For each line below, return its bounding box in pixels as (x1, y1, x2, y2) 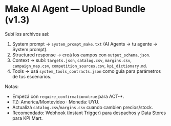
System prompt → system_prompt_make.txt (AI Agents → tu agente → (12, 40, 158, 47)
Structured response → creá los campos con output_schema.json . (12, 52, 151, 58)
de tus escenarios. (12, 73, 52, 79)
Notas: (5, 83, 19, 90)
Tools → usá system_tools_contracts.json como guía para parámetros (12, 68, 161, 74)
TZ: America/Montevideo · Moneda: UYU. (12, 98, 100, 105)
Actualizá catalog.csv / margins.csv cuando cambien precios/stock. (12, 104, 153, 110)
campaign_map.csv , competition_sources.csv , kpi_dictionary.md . (12, 62, 147, 69)
